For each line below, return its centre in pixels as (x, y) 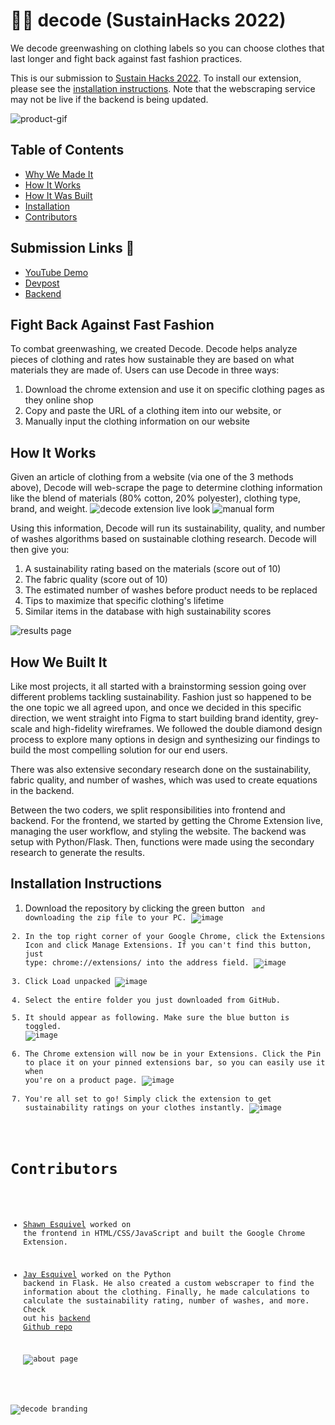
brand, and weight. (49, 509)
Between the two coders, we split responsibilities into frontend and (148, 810)
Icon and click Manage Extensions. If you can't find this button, (168, 945)
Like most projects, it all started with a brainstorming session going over (158, 686)
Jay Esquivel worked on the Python (97, 1274)
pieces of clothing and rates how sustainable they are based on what (152, 360)
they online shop (59, 400)
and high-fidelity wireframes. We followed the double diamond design (178, 728)
